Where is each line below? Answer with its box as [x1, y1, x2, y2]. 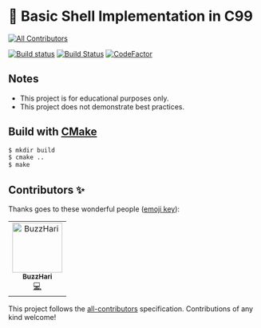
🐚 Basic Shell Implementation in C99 [8, 7, 253, 26]
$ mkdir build [8, 146, 56, 154]
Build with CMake [8, 125, 97, 139]
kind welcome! [8, 313, 57, 322]
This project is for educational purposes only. [19, 93, 169, 103]
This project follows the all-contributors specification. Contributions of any [8, 304, 254, 314]
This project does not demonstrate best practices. [19, 101, 185, 111]
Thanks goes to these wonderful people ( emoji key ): [8, 204, 180, 214]
